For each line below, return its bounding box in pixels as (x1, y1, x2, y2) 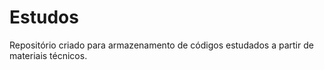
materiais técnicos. (9, 49, 88, 61)
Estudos (9, 6, 79, 29)
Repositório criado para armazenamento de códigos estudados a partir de (9, 39, 314, 51)
